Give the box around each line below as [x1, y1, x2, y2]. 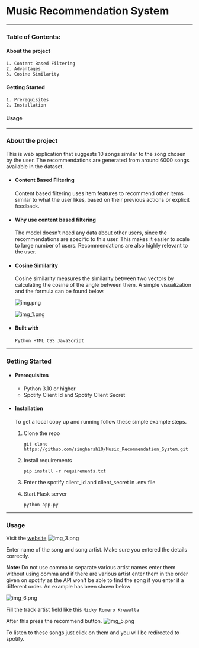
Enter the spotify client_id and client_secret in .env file [23, 478, 156, 486]
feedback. [14, 202, 40, 209]
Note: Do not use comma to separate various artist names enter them [6, 564, 176, 571]
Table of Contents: [6, 33, 61, 41]
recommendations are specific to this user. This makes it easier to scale [14, 236, 190, 243]
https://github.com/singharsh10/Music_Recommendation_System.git [23, 446, 188, 452]
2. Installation [6, 102, 46, 108]
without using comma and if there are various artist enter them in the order [6, 570, 188, 578]
